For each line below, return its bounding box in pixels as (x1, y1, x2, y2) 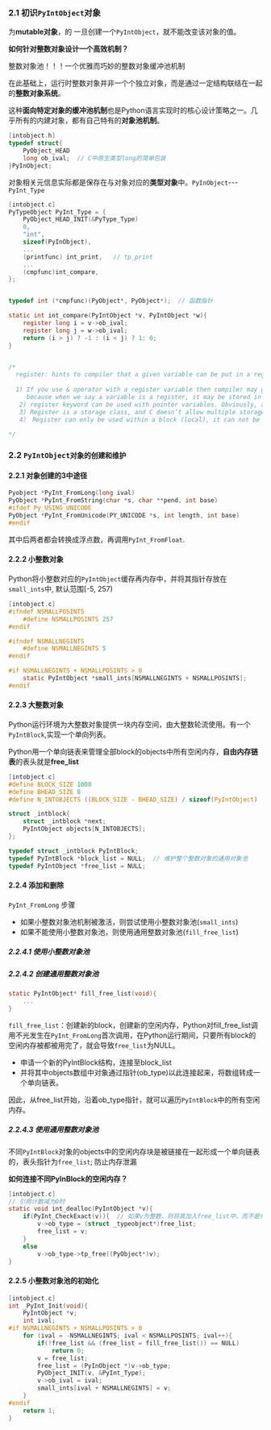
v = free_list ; (37, 1354, 89, 1362)
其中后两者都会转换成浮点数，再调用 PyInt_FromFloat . (8, 534, 186, 544)
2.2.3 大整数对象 (8, 700, 65, 710)
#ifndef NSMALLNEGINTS (8, 637, 85, 646)
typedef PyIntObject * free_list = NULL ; (8, 862, 147, 870)
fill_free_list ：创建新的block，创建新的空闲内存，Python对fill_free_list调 (8, 1020, 258, 1029)
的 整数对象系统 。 (8, 89, 65, 98)
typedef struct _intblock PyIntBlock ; (8, 846, 139, 855)
